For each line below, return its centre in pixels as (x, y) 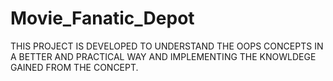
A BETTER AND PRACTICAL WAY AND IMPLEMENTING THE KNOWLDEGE (163, 56)
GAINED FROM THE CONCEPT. (74, 67)
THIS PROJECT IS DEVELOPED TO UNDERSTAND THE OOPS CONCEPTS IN (167, 46)
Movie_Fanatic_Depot (102, 18)
